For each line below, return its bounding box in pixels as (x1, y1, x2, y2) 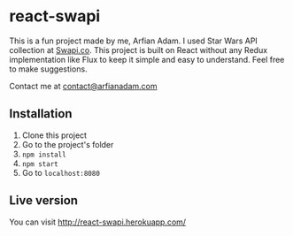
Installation (9, 106, 73, 121)
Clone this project (21, 130, 87, 141)
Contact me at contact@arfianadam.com (9, 80, 158, 91)
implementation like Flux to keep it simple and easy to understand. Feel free (9, 54, 285, 65)
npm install (21, 150, 66, 159)
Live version (9, 193, 78, 209)
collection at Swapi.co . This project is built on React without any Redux (9, 44, 268, 55)
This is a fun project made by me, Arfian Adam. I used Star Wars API (9, 35, 258, 46)
